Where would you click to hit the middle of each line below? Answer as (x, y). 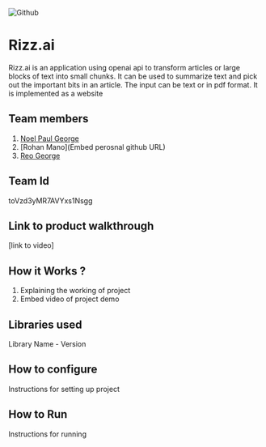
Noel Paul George (49, 138)
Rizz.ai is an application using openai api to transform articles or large (125, 67)
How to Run (38, 414)
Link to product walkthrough (81, 226)
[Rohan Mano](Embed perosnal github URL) (93, 147)
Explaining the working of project (75, 291)
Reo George (40, 155)
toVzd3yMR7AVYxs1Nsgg (51, 200)
